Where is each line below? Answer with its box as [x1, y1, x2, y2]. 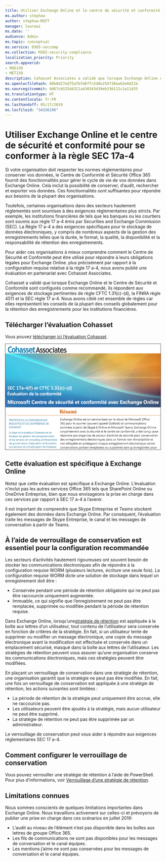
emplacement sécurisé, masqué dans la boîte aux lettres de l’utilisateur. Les [5, 644, 159, 650]
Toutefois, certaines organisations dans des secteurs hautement [5, 203, 136, 209]
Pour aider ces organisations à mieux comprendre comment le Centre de [5, 249, 153, 255]
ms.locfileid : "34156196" [5, 107, 58, 113]
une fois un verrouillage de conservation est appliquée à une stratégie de [5, 681, 154, 687]
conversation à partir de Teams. [5, 521, 70, 527]
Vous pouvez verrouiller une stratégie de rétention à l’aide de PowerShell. [5, 772, 155, 778]
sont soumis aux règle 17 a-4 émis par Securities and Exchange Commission [5, 219, 161, 225]
